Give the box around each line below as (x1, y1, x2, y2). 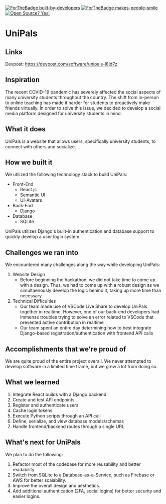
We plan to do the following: (5, 451, 63, 457)
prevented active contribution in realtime (20, 319, 104, 325)
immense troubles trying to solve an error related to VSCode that (20, 314, 154, 320)
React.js (20, 187, 37, 193)
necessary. (20, 293, 43, 299)
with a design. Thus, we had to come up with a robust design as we (20, 282, 159, 288)
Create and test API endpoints (12, 396, 75, 402)
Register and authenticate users (12, 402, 79, 408)
